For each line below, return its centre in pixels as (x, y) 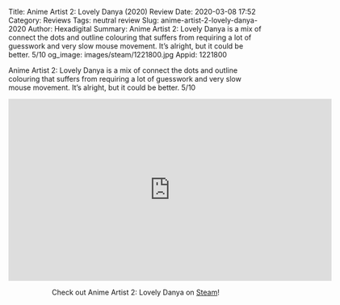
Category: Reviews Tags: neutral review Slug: (84, 20)
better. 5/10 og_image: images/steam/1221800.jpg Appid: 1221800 (118, 55)
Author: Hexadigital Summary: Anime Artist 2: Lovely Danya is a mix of (145, 29)
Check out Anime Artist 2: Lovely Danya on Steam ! (136, 292)
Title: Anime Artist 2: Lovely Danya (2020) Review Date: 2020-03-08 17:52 (132, 12)
